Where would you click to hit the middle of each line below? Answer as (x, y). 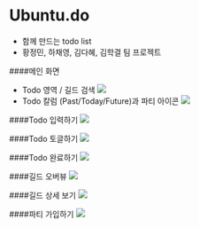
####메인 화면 (34, 71)
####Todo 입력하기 (44, 120)
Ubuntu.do (50, 16)
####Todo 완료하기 (44, 157)
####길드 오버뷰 (38, 176)
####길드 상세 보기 (43, 195)
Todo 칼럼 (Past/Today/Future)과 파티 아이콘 (100, 101)
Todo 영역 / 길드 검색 (58, 90)
